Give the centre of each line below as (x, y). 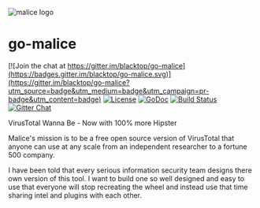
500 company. (32, 154)
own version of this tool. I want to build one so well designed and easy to (126, 178)
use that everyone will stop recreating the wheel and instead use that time (128, 187)
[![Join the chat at (37, 65)
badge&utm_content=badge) (55, 99)
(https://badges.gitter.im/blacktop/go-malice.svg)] (90, 74)
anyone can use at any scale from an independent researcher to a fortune (128, 147)
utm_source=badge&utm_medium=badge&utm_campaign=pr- (109, 91)
